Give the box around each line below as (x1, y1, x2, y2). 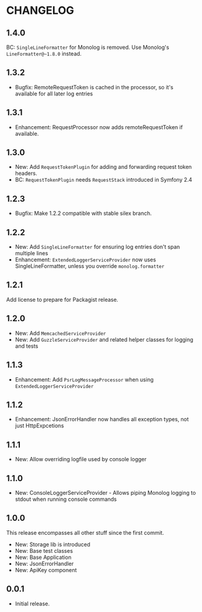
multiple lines (14, 250, 48, 257)
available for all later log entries (14, 90, 93, 97)
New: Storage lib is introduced (14, 541, 90, 548)
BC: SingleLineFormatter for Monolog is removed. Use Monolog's (6, 43, 169, 51)
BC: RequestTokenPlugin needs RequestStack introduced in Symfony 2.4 (14, 176, 192, 183)
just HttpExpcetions (14, 422, 65, 429)
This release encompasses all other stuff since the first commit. (6, 529, 165, 536)
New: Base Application (14, 553, 72, 561)
